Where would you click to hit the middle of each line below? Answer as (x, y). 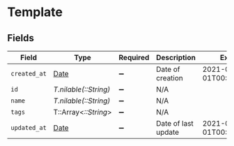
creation (170, 78)
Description (176, 58)
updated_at (29, 127)
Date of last (175, 123)
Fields (21, 38)
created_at (29, 74)
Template (35, 12)
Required (134, 58)
